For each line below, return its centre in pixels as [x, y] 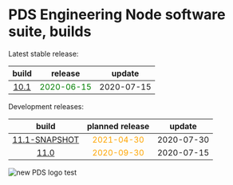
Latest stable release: [43, 53]
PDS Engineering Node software [117, 15]
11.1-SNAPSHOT [46, 140]
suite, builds [50, 31]
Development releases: [46, 106]
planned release [118, 126]
